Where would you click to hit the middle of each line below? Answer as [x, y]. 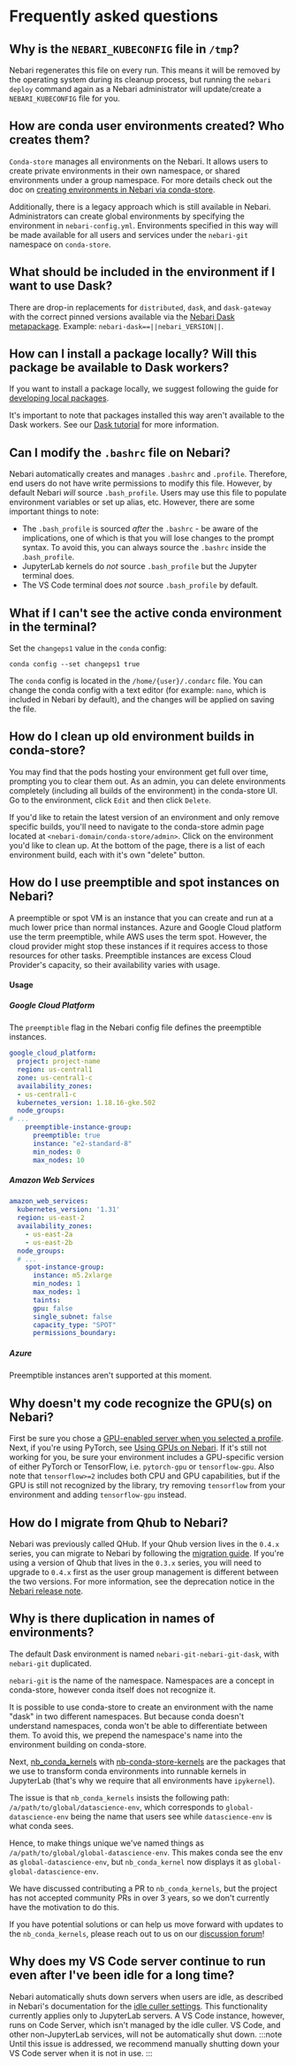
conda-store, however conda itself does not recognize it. [113, 1690]
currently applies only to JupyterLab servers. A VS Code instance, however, [147, 2016]
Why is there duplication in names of [112, 1619]
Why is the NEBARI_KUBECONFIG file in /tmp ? [125, 49]
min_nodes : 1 [57, 1284]
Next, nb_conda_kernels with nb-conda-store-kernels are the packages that [148, 1762]
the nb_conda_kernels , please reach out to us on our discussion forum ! [137, 1933]
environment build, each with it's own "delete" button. [107, 855]
